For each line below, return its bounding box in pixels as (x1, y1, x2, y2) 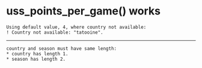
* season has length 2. (6, 56, 66, 62)
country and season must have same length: (6, 45, 117, 52)
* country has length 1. (6, 51, 69, 57)
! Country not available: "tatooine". (6, 29, 103, 36)
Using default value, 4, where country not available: (6, 24, 147, 30)
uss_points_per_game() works (6, 4, 161, 18)
